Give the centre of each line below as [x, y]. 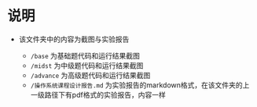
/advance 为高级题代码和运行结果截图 [90, 75]
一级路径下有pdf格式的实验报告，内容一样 [98, 95]
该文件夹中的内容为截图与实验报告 [74, 39]
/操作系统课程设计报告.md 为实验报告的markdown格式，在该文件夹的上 [140, 85]
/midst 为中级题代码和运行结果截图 [87, 65]
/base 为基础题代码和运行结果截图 [85, 55]
